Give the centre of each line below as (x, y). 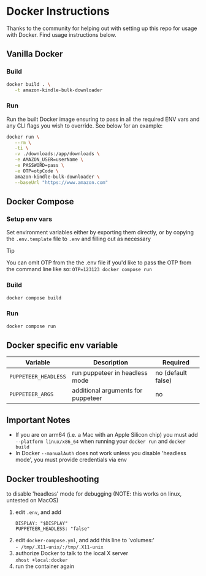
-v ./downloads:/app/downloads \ (57, 154)
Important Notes (38, 420)
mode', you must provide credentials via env (71, 460)
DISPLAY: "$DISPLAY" (41, 524)
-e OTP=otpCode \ (37, 171)
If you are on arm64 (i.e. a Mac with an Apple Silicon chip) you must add (106, 435)
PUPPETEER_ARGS (32, 394)
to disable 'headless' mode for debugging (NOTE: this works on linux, (94, 494)
